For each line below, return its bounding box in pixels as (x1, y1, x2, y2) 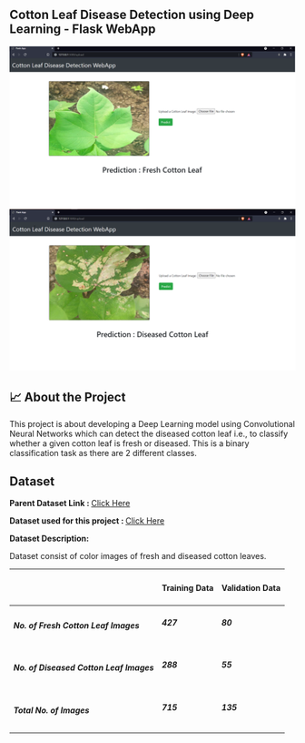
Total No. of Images (13, 705, 90, 716)
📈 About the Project (9, 390, 126, 405)
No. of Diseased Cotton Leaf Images (13, 662, 154, 673)
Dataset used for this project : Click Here (9, 515, 165, 526)
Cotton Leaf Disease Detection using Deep (9, 7, 254, 23)
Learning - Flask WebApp (9, 22, 156, 37)
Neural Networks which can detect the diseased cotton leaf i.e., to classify (9, 428, 289, 439)
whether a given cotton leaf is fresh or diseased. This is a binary (9, 437, 250, 449)
